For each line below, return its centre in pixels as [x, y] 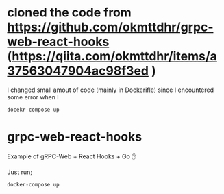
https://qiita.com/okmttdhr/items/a [115, 57]
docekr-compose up [33, 110]
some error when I [33, 97]
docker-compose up [33, 184]
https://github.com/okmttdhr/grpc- [110, 27]
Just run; [20, 172]
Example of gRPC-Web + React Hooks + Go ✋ [72, 156]
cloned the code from [69, 13]
